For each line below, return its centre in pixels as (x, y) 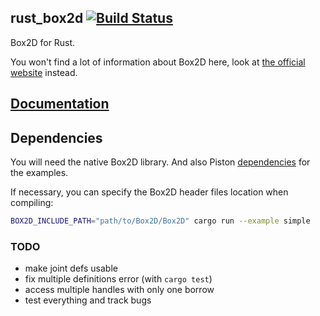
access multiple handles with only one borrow (119, 290)
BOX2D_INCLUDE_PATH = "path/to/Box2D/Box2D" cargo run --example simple (160, 221)
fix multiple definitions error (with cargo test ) (118, 279)
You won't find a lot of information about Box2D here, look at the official (158, 62)
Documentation (60, 104)
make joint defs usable (71, 268)
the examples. (39, 173)
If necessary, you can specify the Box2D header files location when (149, 192)
